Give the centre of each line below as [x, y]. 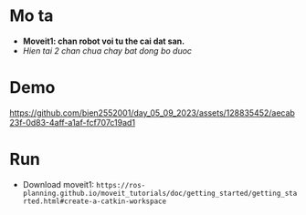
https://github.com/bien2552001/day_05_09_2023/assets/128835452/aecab [152, 113]
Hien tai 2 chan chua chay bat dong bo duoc [107, 50]
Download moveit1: [58, 184]
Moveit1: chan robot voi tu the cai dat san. [104, 41]
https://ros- [121, 185]
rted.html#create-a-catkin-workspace [95, 201]
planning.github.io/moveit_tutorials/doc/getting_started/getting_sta [160, 193]
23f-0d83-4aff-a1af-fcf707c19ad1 [72, 122]
